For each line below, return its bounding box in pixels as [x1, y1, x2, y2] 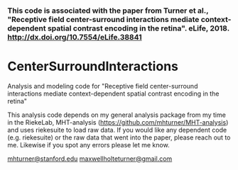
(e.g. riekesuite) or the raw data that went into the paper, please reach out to [7, 133, 231, 142]
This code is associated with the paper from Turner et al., [7, 6, 209, 16]
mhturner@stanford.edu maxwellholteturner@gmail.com [7, 154, 173, 163]
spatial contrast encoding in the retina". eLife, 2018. [47, 23, 229, 33]
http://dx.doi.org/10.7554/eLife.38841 [7, 32, 142, 42]
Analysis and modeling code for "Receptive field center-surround [7, 81, 198, 90]
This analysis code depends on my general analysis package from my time [7, 110, 226, 119]
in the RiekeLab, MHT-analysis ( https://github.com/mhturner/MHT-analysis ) [7, 118, 229, 126]
